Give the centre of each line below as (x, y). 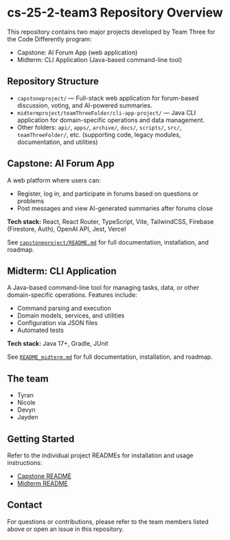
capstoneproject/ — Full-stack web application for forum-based (108, 98)
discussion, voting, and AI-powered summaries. (84, 105)
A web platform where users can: (54, 180)
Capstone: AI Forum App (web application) (77, 52)
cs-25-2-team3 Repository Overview (115, 13)
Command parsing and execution (64, 309)
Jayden (28, 417)
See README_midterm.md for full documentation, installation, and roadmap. (110, 357)
